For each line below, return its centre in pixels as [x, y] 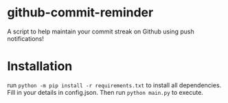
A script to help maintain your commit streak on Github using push [101, 31]
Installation [40, 67]
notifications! [26, 38]
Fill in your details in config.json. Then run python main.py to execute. [105, 92]
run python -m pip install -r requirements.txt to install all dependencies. [114, 85]
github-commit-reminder [80, 13]
